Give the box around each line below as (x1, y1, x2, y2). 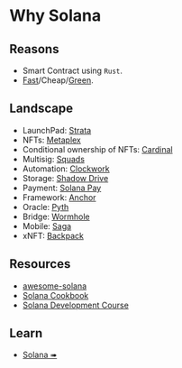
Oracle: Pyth (22, 201, 69, 212)
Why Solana (9, 5, 102, 26)
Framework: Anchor (22, 191, 96, 203)
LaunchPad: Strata (22, 124, 92, 135)
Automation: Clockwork (22, 163, 110, 174)
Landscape (9, 101, 74, 116)
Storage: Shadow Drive (22, 172, 109, 183)
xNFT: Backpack (22, 230, 84, 241)
